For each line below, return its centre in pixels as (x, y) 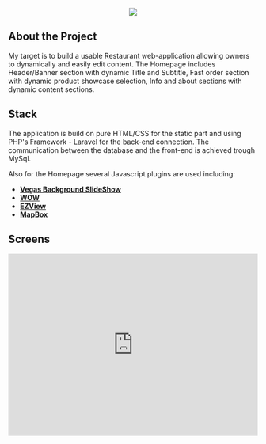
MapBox (34, 214)
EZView (32, 206)
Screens (29, 239)
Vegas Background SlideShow (70, 189)
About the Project (53, 37)
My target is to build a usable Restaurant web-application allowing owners (129, 55)
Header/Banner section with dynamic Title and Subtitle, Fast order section (129, 72)
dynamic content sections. (51, 89)
